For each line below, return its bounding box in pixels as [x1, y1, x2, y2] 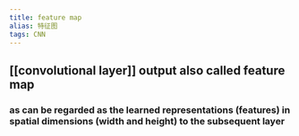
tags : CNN [9, 30, 47, 38]
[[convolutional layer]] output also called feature [9, 63, 286, 78]
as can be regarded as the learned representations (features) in [9, 104, 291, 116]
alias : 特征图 [9, 21, 58, 30]
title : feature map [9, 13, 82, 22]
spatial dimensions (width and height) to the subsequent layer [9, 115, 285, 127]
